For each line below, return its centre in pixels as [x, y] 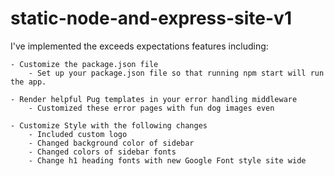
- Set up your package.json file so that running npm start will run [176, 73]
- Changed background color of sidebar [111, 143]
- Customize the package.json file [84, 64]
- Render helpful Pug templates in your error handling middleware [154, 99]
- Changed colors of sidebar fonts [102, 152]
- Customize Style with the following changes [109, 125]
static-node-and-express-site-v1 [151, 18]
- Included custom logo [78, 134]
